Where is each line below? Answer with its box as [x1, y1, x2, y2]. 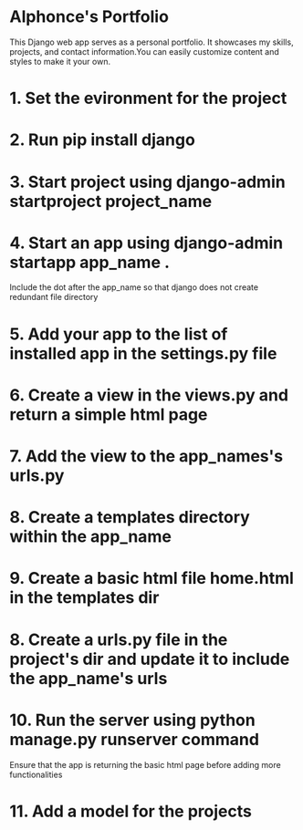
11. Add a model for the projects [9, 801, 253, 822]
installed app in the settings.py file [9, 343, 277, 364]
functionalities [9, 769, 63, 780]
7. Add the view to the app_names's [9, 446, 284, 466]
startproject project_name [9, 191, 213, 212]
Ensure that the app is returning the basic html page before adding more [9, 759, 281, 770]
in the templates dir [9, 587, 160, 608]
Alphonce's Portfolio [9, 6, 169, 27]
